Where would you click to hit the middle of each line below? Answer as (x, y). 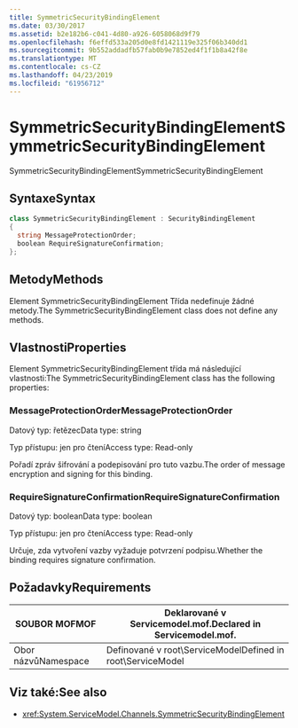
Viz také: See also (58, 693)
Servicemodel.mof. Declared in (196, 623)
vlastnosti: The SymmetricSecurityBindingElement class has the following (142, 379)
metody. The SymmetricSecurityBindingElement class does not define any (143, 310)
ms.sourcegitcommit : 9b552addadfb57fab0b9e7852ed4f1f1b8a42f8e (129, 51)
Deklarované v (195, 613)
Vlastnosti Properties (68, 347)
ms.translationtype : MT (53, 59)
